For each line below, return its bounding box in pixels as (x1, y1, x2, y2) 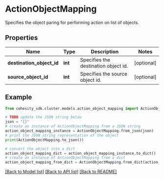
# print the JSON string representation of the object (5, 133, 119, 138)
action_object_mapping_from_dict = (5, 160, 78, 165)
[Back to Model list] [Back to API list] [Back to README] (5, 169, 117, 175)
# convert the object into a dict (5, 146, 76, 151)
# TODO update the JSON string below (5, 115, 82, 120)
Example (5, 93, 32, 101)
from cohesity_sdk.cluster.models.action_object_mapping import (5, 106, 139, 111)
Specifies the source (80, 70, 128, 77)
